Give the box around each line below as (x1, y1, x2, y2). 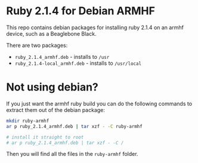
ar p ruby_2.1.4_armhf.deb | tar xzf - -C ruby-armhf (6, 123, 143, 129)
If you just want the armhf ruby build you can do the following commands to (6, 100, 193, 107)
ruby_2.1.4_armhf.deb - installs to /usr (14, 53, 110, 60)
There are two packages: (6, 42, 68, 49)
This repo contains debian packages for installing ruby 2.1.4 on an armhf (6, 24, 184, 31)
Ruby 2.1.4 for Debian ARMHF (6, 4, 155, 18)
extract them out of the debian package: (6, 106, 106, 114)
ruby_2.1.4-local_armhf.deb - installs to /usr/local (14, 59, 142, 67)
